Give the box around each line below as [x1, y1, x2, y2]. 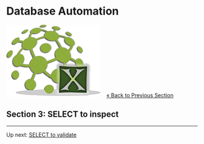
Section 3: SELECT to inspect [6, 109, 119, 120]
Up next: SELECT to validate [6, 131, 77, 138]
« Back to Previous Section [106, 91, 174, 98]
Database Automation [6, 4, 120, 18]
